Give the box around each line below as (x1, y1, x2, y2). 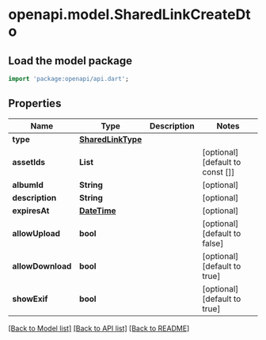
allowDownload (12, 260, 72, 271)
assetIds (12, 156, 46, 167)
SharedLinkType (78, 133, 142, 144)
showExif (12, 293, 48, 304)
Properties (8, 97, 62, 110)
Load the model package (8, 54, 133, 67)
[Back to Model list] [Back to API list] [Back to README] (8, 323, 190, 333)
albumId (12, 179, 44, 190)
